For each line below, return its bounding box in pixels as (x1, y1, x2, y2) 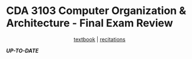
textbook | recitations (73, 36, 126, 43)
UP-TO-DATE (6, 47, 39, 54)
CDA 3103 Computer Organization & (6, 4, 187, 18)
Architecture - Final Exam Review (6, 16, 173, 30)
